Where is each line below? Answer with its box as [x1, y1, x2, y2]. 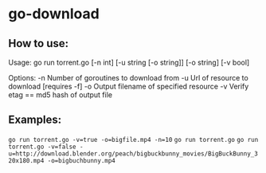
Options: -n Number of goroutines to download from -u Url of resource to [8, 73, 248, 82]
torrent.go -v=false [8, 143, 77, 151]
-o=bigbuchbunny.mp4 [47, 156, 115, 164]
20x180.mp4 [8, 156, 45, 164]
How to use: [8, 37, 69, 50]
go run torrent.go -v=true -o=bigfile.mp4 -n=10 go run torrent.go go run [8, 136, 259, 144]
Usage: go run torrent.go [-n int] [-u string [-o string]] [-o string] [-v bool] [8, 57, 250, 67]
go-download [8, 5, 100, 23]
